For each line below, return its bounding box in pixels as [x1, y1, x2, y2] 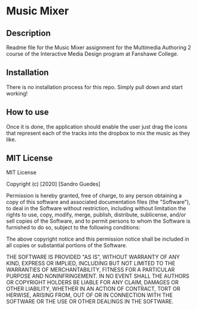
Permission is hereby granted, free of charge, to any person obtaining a [6, 192, 182, 199]
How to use [6, 107, 49, 117]
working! [6, 90, 28, 97]
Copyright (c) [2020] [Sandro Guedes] [6, 181, 100, 188]
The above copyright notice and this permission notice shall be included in [6, 235, 189, 243]
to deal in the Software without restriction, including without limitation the [6, 205, 186, 212]
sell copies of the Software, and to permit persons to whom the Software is [6, 217, 191, 225]
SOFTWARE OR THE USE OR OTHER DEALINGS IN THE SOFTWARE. [6, 298, 174, 305]
